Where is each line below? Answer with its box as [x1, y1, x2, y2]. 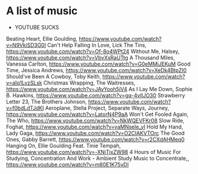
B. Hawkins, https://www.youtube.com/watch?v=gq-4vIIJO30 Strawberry [6, 92, 185, 99]
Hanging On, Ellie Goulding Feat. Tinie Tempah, [6, 142, 121, 149]
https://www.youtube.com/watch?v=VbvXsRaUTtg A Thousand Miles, [6, 54, 176, 61]
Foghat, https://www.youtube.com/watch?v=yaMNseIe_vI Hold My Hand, [6, 123, 183, 130]
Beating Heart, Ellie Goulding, [6, 35, 78, 42]
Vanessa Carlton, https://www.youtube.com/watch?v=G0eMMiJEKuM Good [6, 60, 191, 67]
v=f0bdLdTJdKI [6, 104, 44, 111]
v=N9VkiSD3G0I [6, 41, 46, 49]
